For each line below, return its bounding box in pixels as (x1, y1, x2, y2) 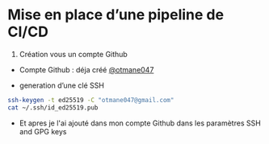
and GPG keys (19, 126, 67, 136)
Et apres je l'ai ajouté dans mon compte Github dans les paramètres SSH (19, 118, 262, 128)
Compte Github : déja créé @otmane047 (19, 64, 154, 74)
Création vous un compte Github (19, 49, 128, 59)
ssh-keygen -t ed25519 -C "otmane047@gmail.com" (7, 96, 174, 104)
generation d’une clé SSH (19, 80, 104, 90)
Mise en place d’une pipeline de (7, 6, 224, 24)
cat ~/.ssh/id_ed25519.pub (7, 103, 99, 112)
